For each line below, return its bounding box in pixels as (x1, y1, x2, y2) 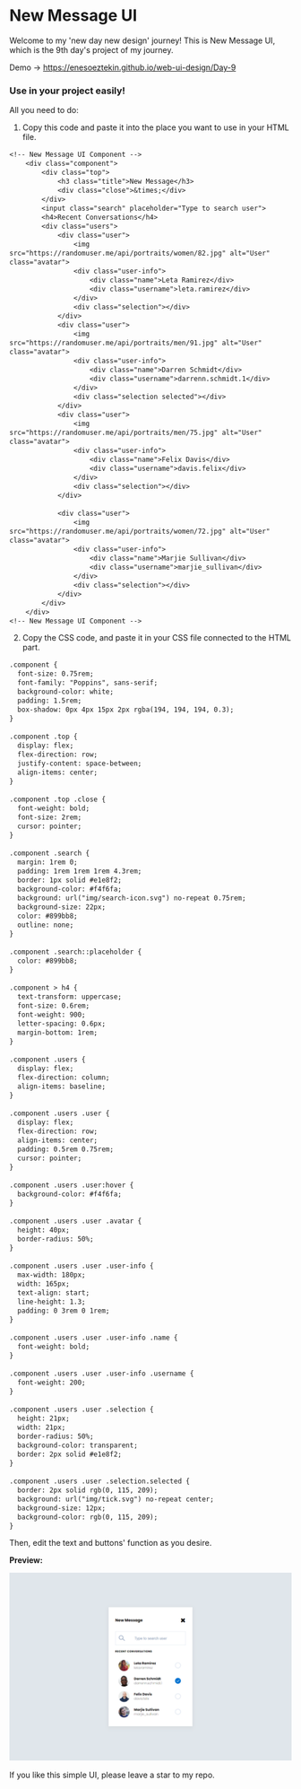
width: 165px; (17, 1279, 70, 1288)
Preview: (9, 1555, 43, 1566)
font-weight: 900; (17, 1010, 87, 1019)
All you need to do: (9, 105, 79, 116)
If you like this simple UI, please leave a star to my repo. (9, 1769, 215, 1780)
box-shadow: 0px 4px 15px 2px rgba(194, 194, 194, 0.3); (17, 705, 235, 714)
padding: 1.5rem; (17, 696, 82, 705)
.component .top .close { (9, 795, 106, 804)
